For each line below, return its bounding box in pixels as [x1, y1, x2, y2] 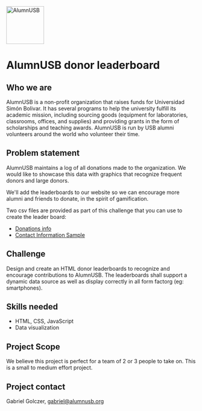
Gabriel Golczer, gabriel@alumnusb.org [6, 398, 104, 405]
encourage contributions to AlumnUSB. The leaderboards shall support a [6, 271, 188, 279]
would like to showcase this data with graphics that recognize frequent [6, 170, 182, 178]
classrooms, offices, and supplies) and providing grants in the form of [6, 118, 180, 125]
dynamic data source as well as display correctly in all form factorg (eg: [6, 277, 184, 285]
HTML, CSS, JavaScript [14, 317, 74, 325]
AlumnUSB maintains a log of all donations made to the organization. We [6, 164, 186, 171]
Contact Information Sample [14, 231, 86, 238]
